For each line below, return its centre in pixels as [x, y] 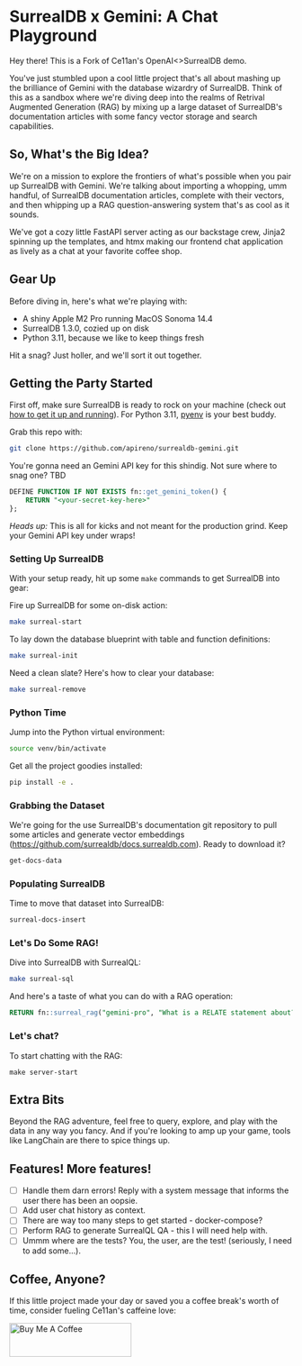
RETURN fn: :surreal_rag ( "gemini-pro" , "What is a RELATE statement [138, 1013]
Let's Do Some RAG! [54, 943]
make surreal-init [44, 656]
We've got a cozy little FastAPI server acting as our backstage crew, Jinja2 [147, 232]
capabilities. [31, 126]
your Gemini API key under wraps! [72, 535]
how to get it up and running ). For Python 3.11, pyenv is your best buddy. [143, 414]
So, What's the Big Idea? [80, 155]
